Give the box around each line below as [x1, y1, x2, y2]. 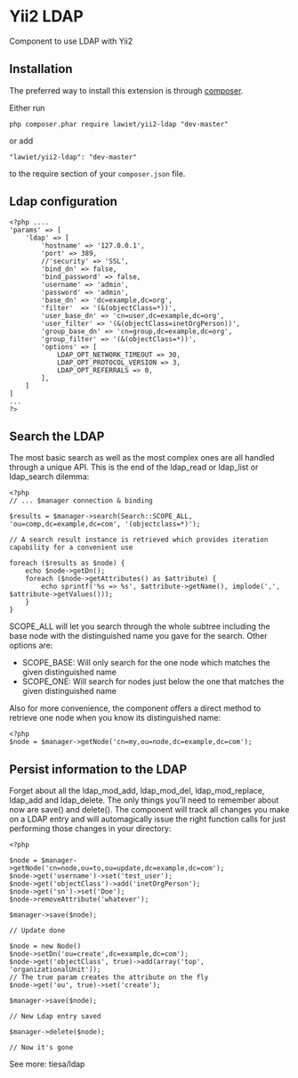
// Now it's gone [9, 1043, 74, 1052]
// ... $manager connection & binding [9, 496, 153, 505]
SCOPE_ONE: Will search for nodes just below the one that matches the [21, 676, 285, 687]
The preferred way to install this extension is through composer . [9, 85, 244, 95]
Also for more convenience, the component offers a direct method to [9, 703, 262, 714]
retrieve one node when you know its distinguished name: [9, 713, 221, 723]
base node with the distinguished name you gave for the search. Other [9, 631, 268, 641]
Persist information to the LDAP [9, 762, 188, 777]
